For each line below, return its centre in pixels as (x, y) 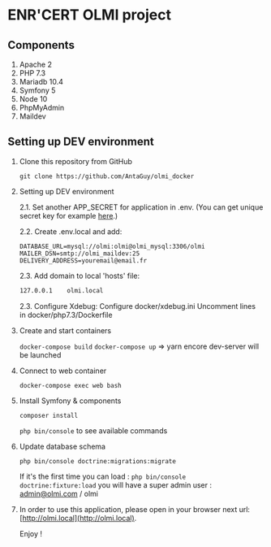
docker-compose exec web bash (71, 385)
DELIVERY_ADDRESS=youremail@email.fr (83, 260)
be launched (40, 354)
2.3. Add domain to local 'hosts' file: (79, 276)
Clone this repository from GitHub (76, 161)
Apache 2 (35, 64)
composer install (49, 415)
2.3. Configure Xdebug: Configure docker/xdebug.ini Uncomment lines (138, 306)
